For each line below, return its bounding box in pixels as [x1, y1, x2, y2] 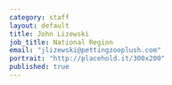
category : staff [9, 12, 70, 22]
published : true [9, 63, 70, 72]
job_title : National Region [9, 37, 114, 47]
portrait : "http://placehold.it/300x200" [9, 54, 166, 63]
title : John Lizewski [9, 29, 90, 38]
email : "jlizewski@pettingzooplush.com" [9, 46, 162, 55]
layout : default [9, 21, 70, 30]
